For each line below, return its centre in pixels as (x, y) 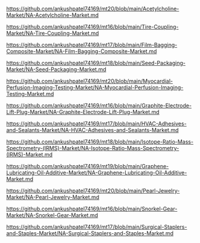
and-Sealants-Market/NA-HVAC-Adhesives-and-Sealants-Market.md (92, 130)
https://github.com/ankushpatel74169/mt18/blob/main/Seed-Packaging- (96, 63)
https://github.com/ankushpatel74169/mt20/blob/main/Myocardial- (90, 81)
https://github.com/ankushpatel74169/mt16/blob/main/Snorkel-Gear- (92, 209)
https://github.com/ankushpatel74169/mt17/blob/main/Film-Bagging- (92, 45)
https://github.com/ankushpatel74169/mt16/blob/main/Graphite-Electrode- (99, 106)
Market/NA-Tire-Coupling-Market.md (53, 33)
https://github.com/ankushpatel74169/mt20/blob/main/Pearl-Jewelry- (93, 191)
